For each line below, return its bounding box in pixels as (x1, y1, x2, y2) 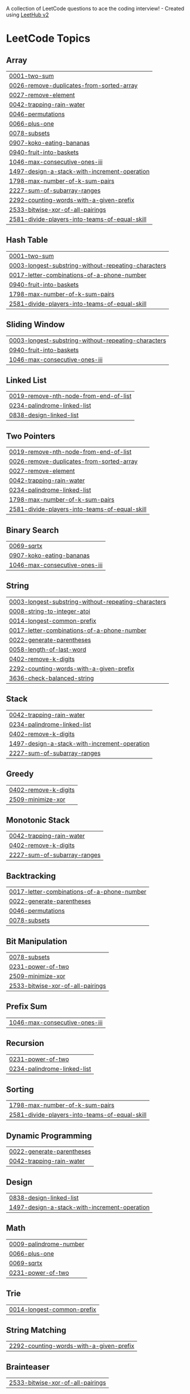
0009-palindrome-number (9, 1240, 84, 1248)
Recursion (6, 1038, 45, 1048)
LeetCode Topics (6, 32, 91, 45)
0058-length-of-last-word (9, 645, 87, 653)
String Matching (6, 1325, 66, 1335)
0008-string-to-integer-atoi (9, 607, 91, 615)
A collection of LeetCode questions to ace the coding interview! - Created (6, 5, 185, 12)
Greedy (6, 769, 34, 779)
